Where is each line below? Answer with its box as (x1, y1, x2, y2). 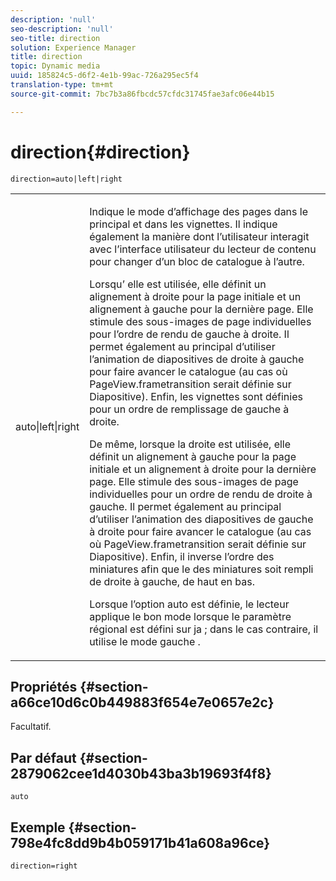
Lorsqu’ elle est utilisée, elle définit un (89, 277, 267, 291)
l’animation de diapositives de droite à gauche (89, 352, 305, 366)
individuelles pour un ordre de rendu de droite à (89, 487, 313, 501)
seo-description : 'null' (10, 24, 114, 34)
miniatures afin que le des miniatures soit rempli (89, 562, 314, 576)
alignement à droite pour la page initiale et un (89, 289, 302, 303)
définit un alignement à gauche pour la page (89, 449, 297, 463)
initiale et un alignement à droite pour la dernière (89, 462, 317, 476)
